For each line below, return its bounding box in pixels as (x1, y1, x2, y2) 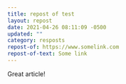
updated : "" (7, 30, 43, 38)
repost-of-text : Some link (7, 51, 88, 58)
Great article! (7, 69, 46, 78)
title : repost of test (7, 10, 75, 18)
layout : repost (7, 17, 53, 24)
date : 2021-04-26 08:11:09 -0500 (7, 23, 107, 31)
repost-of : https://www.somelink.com (7, 43, 120, 51)
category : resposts (7, 37, 65, 44)
